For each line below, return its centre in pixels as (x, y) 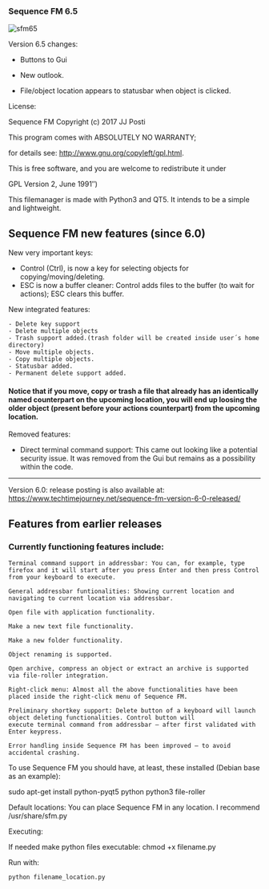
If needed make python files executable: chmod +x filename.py (112, 847)
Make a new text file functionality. (71, 627)
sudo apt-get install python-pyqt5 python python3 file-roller (107, 792)
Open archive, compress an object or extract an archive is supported (128, 668)
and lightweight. (35, 208)
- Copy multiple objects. (51, 359)
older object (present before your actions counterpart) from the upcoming (134, 408)
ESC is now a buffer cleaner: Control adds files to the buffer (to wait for (137, 286)
